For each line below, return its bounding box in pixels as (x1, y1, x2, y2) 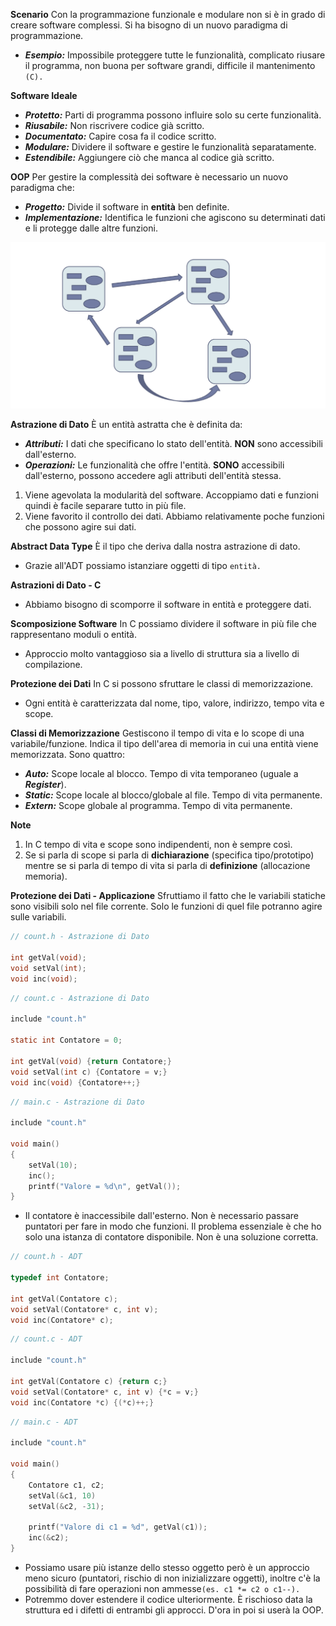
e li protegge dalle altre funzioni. (24, 222, 158, 234)
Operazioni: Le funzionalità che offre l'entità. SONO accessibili (24, 459, 285, 471)
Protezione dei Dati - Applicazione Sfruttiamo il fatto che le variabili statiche (10, 890, 326, 902)
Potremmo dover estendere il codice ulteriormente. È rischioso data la (24, 1593, 313, 1605)
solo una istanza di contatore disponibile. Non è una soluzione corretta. (24, 1231, 319, 1243)
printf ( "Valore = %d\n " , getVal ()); (28, 1181, 182, 1191)
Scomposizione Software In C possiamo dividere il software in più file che (10, 618, 317, 630)
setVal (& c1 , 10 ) (28, 1490, 97, 1501)
